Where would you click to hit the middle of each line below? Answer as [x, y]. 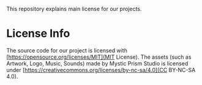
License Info [38, 34]
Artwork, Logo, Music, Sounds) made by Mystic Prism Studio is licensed [97, 63]
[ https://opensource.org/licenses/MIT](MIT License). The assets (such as [99, 57]
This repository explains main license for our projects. [74, 9]
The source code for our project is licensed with [67, 50]
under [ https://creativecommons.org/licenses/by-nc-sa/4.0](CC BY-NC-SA [101, 70]
